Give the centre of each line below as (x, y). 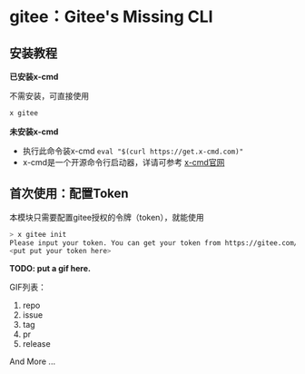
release (37, 344)
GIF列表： (28, 287)
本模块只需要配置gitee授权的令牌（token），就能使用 (107, 217)
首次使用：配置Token (69, 194)
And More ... (33, 361)
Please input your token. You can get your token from (115, 243)
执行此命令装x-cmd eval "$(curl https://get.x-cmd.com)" (133, 151)
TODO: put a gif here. (50, 269)
